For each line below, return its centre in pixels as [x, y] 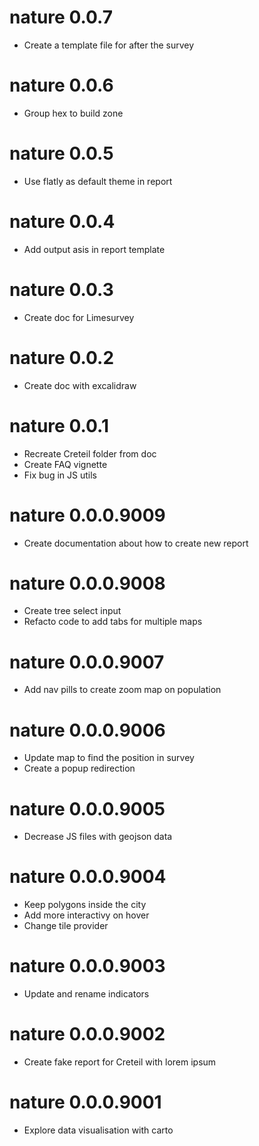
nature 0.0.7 [61, 17]
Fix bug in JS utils [60, 475]
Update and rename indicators [86, 994]
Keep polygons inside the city [85, 905]
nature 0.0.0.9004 [88, 877]
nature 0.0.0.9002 [87, 1034]
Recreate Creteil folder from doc [90, 453]
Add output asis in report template [94, 249]
